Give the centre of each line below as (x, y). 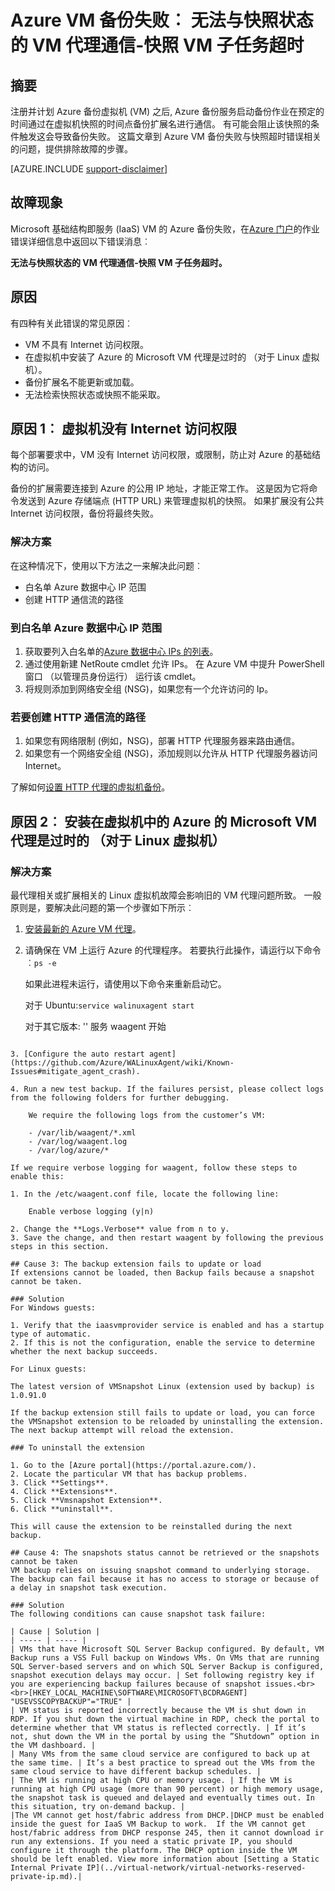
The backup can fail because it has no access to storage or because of (165, 1579)
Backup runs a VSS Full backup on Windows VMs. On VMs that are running (165, 1658)
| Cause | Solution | (55, 1632)
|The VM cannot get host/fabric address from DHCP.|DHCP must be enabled (167, 1816)
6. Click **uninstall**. (62, 1509)
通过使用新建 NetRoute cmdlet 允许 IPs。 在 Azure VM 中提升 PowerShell (174, 664)
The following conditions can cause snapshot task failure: (138, 1614)
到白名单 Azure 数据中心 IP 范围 (86, 628)
